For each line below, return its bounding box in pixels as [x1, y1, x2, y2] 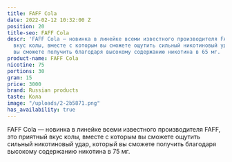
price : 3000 [7, 81, 41, 88]
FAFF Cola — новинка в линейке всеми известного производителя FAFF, [7, 125, 221, 133]
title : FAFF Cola [7, 10, 57, 17]
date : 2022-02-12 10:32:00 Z [7, 17, 91, 23]
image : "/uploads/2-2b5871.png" [7, 100, 100, 107]
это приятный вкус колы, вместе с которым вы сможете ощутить [7, 132, 201, 141]
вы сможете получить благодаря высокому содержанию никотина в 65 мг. [13, 49, 221, 56]
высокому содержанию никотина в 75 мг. [7, 147, 130, 155]
